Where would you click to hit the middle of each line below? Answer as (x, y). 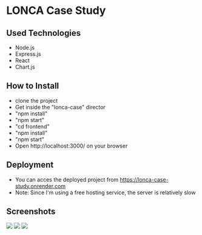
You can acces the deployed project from (67, 179)
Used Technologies (43, 33)
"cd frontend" (32, 126)
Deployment (30, 165)
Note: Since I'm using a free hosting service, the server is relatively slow (105, 192)
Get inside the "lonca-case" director (60, 107)
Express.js (28, 54)
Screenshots (31, 212)
